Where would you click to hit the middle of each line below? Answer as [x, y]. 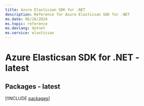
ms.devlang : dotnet [25, 28]
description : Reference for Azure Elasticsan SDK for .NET [68, 14]
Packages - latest [33, 86]
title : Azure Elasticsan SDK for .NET [45, 10]
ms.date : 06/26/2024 [27, 19]
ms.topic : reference [27, 24]
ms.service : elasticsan [30, 33]
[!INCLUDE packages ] [28, 98]
